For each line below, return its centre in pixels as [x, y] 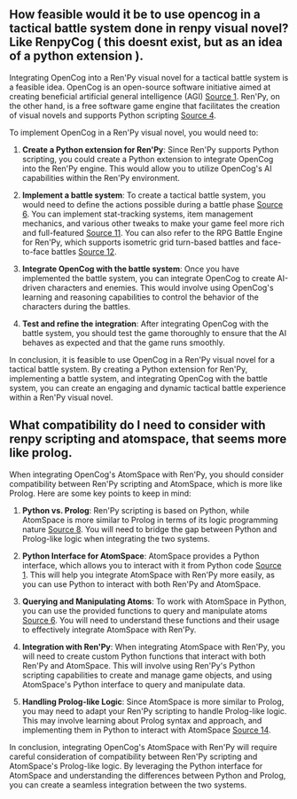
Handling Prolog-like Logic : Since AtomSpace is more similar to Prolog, [153, 701]
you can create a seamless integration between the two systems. [128, 785]
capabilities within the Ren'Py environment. [101, 177]
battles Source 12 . [84, 251]
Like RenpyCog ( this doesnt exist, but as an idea [146, 42]
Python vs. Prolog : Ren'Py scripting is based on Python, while [136, 510]
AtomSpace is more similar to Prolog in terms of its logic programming [150, 520]
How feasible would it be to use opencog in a [135, 15]
